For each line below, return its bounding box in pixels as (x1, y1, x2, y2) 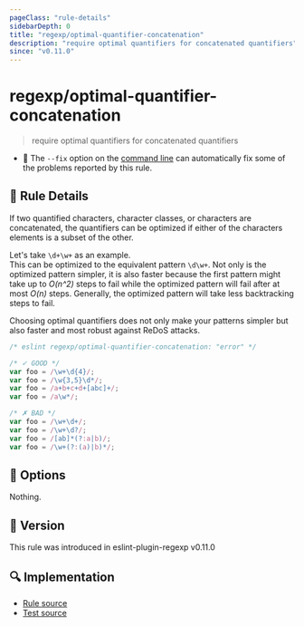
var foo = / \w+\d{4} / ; (9, 367, 95, 376)
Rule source (22, 597, 68, 608)
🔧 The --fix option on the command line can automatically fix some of (22, 153, 286, 164)
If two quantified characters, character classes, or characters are (9, 212, 252, 223)
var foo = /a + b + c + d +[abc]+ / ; (9, 384, 119, 393)
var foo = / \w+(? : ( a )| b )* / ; (9, 442, 116, 451)
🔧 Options (9, 468, 66, 483)
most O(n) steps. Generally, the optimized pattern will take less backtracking (9, 287, 294, 299)
